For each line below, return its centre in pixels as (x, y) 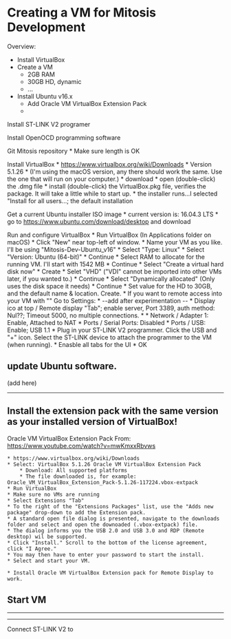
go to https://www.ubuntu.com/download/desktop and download (99, 221)
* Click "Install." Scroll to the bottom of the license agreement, (107, 543)
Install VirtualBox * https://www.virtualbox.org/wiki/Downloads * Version (109, 164)
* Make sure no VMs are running (53, 494)
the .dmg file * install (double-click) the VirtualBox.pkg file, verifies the (107, 186)
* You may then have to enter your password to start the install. (106, 555)
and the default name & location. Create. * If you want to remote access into (114, 293)
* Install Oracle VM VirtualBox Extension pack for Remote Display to (110, 573)
